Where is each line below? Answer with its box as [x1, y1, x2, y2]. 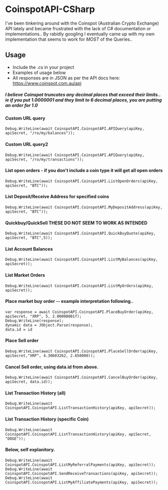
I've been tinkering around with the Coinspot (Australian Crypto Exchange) [5, 20, 159, 26]
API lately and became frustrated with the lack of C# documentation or [5, 25, 151, 31]
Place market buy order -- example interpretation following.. [5, 298, 134, 304]
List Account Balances [5, 246, 53, 252]
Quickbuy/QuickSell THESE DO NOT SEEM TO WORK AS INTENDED [5, 220, 148, 226]
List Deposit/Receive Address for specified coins [5, 194, 109, 200]
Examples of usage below [12, 69, 66, 75]
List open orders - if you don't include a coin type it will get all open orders [5, 168, 163, 174]
